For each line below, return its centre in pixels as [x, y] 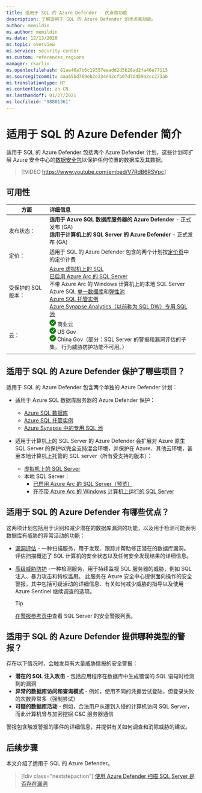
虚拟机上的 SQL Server [52, 468]
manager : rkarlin [28, 63]
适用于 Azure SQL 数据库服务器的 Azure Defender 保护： [85, 400]
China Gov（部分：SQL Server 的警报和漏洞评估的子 [121, 339]
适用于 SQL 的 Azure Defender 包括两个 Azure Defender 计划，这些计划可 [97, 152]
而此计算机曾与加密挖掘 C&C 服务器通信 [64, 714]
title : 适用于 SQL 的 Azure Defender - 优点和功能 [67, 13]
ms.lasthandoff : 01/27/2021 [41, 96]
